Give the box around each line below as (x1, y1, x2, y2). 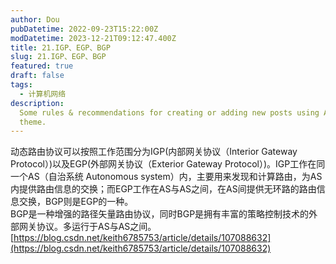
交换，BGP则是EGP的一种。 (18, 196, 134, 208)
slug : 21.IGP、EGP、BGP (10, 52, 107, 62)
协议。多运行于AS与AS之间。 (36, 221, 157, 233)
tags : (10, 80, 33, 90)
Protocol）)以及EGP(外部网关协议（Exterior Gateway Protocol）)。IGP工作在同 (10, 158, 326, 170)
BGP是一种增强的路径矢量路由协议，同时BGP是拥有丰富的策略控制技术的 (10, 208, 310, 220)
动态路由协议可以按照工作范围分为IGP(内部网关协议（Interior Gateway (10, 146, 298, 158)
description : (10, 98, 65, 108)
